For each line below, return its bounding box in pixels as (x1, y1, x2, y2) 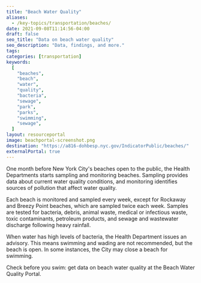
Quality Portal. (6, 270, 41, 277)
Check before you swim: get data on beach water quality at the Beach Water (6, 264, 195, 271)
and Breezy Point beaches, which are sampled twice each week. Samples (6, 202, 188, 209)
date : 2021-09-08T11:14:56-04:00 (6, 25, 90, 32)
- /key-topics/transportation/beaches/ (11, 20, 112, 26)
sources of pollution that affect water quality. (6, 184, 117, 191)
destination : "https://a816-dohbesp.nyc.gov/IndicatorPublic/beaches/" (6, 142, 189, 149)
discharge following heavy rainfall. (6, 221, 91, 228)
